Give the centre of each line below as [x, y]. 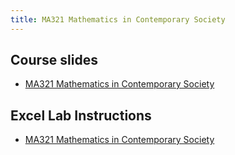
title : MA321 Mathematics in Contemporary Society [118, 19]
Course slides [54, 60]
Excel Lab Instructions [81, 115]
